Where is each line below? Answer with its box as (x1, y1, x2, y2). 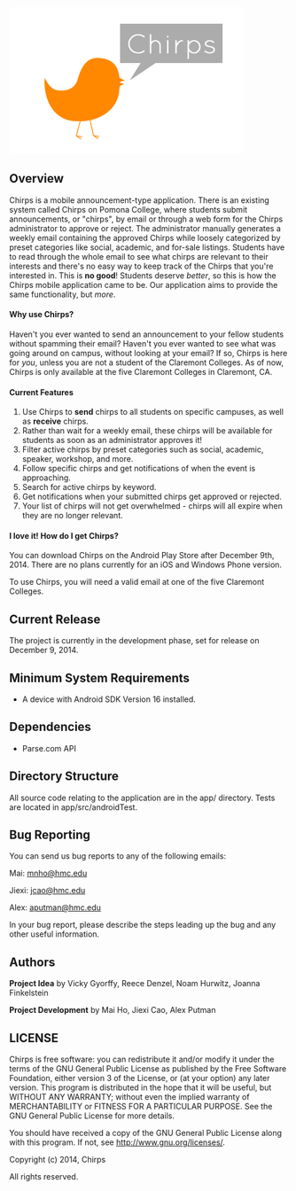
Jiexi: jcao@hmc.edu (9, 885, 86, 896)
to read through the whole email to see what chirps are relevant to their (9, 251, 269, 261)
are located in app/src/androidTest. (9, 801, 138, 813)
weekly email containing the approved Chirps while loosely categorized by (9, 232, 281, 243)
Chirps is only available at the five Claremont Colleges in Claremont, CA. (9, 367, 273, 378)
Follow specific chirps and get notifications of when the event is (21, 463, 256, 474)
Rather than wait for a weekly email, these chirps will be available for (21, 425, 273, 436)
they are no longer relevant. (21, 510, 123, 521)
